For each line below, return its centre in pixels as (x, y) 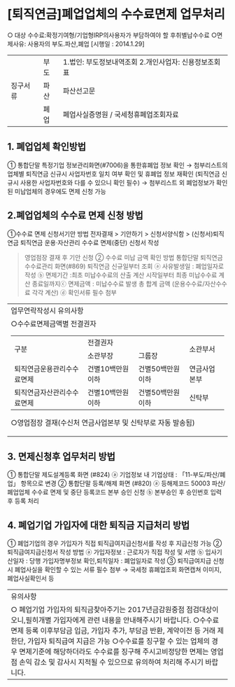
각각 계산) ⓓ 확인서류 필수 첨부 (74, 292)
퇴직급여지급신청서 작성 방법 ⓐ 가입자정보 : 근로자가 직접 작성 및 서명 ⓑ (106, 552)
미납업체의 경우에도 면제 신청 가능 (60, 191)
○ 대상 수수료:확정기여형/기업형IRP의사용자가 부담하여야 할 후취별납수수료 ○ (112, 35)
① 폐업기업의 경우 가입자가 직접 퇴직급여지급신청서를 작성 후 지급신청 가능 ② (115, 543)
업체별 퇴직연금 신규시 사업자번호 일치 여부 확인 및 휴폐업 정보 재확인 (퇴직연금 (114, 174)
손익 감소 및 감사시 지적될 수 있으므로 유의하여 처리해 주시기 (112, 662)
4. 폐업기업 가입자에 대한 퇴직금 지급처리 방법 (99, 525)
